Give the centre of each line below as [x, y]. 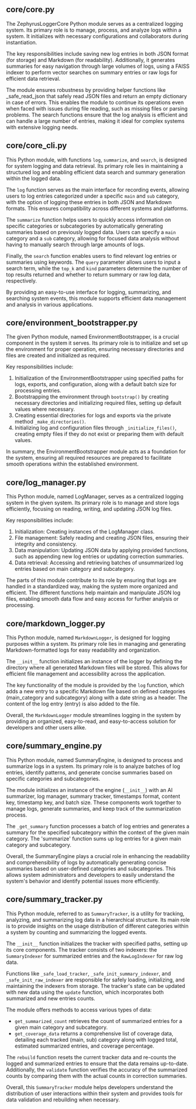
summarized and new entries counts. [51, 998]
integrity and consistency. [46, 544]
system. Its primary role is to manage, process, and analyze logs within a [94, 30]
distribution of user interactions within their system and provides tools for [94, 1093]
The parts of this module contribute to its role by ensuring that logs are [91, 580]
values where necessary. [44, 409]
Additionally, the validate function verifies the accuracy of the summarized [97, 1069]
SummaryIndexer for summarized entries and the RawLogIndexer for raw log [94, 956]
